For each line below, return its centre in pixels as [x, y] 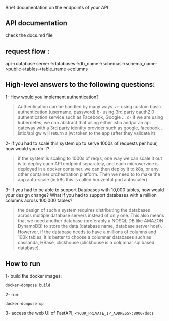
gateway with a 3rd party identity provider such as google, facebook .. [91, 128]
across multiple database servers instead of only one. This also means [91, 216]
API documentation [36, 23]
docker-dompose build [28, 285]
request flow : [27, 51]
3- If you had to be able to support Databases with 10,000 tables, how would [85, 190]
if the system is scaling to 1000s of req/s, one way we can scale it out [90, 158]
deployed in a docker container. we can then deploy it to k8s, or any [88, 169]
